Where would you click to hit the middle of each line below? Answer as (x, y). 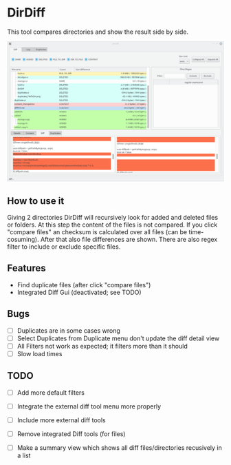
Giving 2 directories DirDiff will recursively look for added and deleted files (113, 218)
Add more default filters (51, 392)
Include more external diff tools (61, 420)
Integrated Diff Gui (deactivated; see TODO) (79, 292)
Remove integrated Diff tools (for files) (71, 434)
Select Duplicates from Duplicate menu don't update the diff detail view (118, 338)
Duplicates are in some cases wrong (68, 330)
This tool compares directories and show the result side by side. (98, 32)
